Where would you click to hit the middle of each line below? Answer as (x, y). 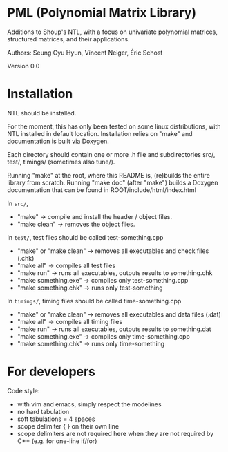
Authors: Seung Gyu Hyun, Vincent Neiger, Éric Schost (85, 53)
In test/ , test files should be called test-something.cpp (85, 237)
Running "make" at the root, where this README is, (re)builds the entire (109, 175)
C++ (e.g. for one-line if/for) (57, 441)
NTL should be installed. (42, 113)
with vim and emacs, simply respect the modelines (89, 404)
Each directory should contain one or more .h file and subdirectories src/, (111, 154)
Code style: (23, 390)
